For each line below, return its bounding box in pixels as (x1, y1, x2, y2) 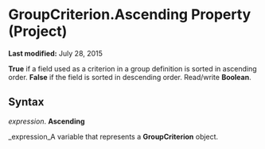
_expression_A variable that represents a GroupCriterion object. (8, 132, 219, 141)
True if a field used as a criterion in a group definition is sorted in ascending (8, 63, 257, 73)
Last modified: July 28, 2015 (8, 48, 103, 58)
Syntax (8, 95, 45, 109)
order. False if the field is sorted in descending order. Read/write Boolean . (8, 72, 252, 82)
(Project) (8, 22, 68, 40)
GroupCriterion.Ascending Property (8, 6, 251, 24)
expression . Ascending (8, 117, 85, 126)
